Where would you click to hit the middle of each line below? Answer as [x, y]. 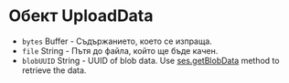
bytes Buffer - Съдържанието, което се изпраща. [117, 41]
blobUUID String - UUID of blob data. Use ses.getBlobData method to [150, 60]
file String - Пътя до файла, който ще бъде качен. [120, 50]
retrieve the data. [54, 70]
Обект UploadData [81, 16]
